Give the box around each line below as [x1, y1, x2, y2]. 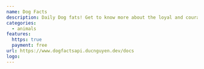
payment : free [12, 43, 47, 49]
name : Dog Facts [6, 8, 47, 15]
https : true [12, 37, 42, 43]
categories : [6, 20, 36, 26]
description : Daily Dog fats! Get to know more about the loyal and [6, 14, 183, 20]
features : [6, 31, 32, 37]
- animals [12, 25, 36, 32]
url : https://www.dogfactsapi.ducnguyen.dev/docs [6, 48, 135, 54]
